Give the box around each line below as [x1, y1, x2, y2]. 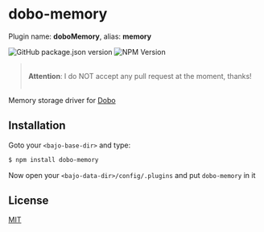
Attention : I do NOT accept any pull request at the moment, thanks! [27, 71, 252, 81]
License [8, 194, 49, 208]
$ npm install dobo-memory [8, 155, 99, 164]
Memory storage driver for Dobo [8, 95, 116, 105]
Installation [8, 118, 66, 133]
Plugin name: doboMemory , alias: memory [8, 31, 151, 41]
